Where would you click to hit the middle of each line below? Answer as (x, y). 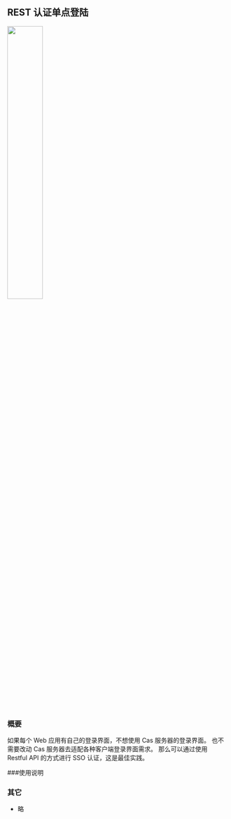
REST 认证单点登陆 (48, 13)
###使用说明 (26, 773)
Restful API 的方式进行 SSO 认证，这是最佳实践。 (78, 758)
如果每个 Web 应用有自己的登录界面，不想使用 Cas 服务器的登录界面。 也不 (115, 741)
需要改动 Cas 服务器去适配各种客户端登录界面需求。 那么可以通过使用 (107, 749)
